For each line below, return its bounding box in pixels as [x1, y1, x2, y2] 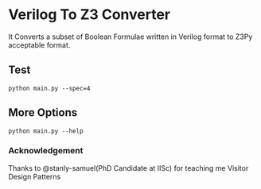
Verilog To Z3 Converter [8, 6, 171, 24]
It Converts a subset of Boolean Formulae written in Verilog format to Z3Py [8, 32, 253, 41]
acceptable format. [8, 40, 71, 49]
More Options [8, 106, 78, 120]
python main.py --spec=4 [8, 84, 91, 92]
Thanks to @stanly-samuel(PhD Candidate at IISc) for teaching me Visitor [8, 163, 249, 172]
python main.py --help [8, 127, 84, 135]
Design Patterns [8, 172, 61, 181]
